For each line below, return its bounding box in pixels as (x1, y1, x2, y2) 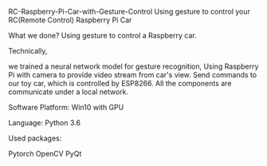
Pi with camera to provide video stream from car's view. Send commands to (8, 70, 257, 79)
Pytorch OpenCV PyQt (8, 149, 82, 158)
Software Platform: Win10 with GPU (8, 103, 124, 112)
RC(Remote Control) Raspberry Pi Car (8, 15, 132, 25)
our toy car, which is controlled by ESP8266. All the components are (8, 79, 232, 88)
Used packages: (8, 133, 62, 143)
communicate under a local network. (8, 87, 129, 97)
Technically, (8, 46, 48, 55)
